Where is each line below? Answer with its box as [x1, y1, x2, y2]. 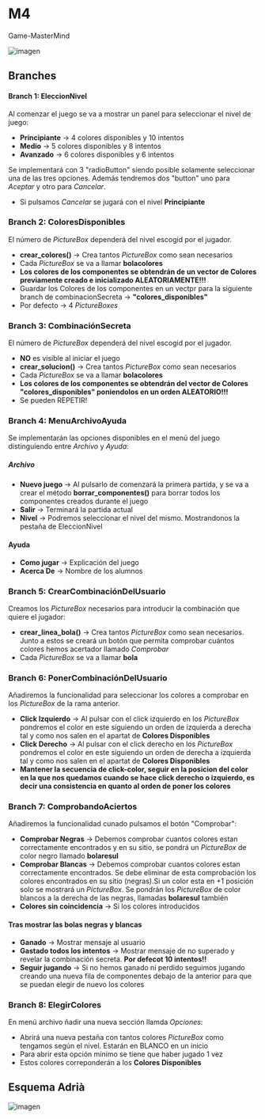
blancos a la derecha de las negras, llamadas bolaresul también [19, 893, 229, 903]
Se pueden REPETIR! [19, 396, 88, 405]
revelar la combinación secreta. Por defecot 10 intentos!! [19, 954, 207, 964]
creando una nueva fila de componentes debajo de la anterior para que [19, 971, 252, 981]
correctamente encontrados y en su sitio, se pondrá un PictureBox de [19, 843, 247, 852]
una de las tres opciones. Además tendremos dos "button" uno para [8, 173, 231, 183]
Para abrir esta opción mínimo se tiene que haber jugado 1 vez [19, 1049, 223, 1059]
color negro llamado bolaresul [19, 852, 119, 861]
